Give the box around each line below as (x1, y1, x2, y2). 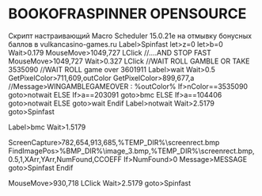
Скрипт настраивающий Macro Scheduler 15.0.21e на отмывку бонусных (8, 31, 252, 40)
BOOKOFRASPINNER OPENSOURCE (8, 5, 247, 23)
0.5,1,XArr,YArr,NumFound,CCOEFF (8, 154, 123, 163)
